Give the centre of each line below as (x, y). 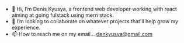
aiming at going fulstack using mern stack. (63, 15)
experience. (26, 27)
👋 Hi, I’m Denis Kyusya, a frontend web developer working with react (94, 9)
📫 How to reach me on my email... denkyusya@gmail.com (82, 34)
